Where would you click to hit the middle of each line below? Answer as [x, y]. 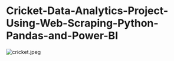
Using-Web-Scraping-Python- [82, 23]
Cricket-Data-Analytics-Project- [87, 11]
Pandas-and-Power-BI [62, 36]
